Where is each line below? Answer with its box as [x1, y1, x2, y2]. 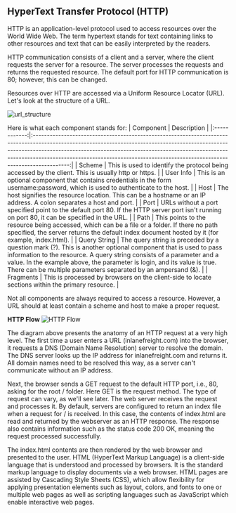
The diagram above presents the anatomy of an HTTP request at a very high [7, 328, 228, 337]
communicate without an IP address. [7, 365, 114, 375]
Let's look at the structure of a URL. [7, 96, 110, 105]
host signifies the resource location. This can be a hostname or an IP [7, 190, 206, 199]
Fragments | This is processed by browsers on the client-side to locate [7, 273, 212, 281]
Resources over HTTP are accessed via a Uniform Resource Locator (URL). [7, 89, 225, 97]
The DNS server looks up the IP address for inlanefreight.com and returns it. [7, 351, 228, 359]
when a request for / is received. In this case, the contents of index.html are [7, 409, 226, 417]
